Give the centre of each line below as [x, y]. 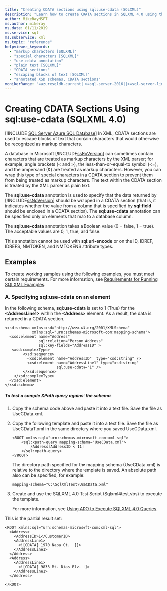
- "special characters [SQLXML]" [44, 56]
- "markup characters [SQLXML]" [43, 51]
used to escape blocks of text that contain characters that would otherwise [82, 138]
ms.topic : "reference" [29, 42]
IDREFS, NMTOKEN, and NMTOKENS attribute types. [59, 246]
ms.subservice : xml [25, 38]
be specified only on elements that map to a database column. [69, 216]
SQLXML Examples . [25, 285]
